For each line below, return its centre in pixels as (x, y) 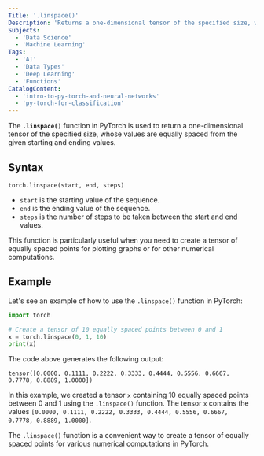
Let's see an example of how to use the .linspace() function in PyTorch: (126, 301)
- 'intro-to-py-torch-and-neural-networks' (87, 96)
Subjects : (24, 30)
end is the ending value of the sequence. (85, 208)
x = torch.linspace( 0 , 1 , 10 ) (58, 337)
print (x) (22, 344)
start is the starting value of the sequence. (90, 200)
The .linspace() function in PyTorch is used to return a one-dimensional (126, 126)
